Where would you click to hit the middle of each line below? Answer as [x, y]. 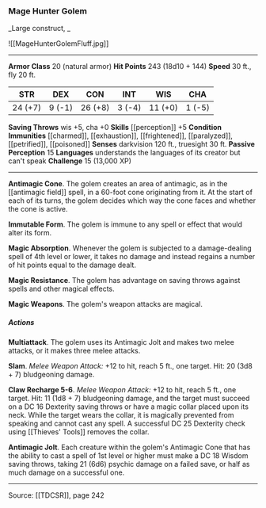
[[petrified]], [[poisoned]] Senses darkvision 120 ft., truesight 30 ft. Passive [132, 144]
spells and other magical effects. [61, 289]
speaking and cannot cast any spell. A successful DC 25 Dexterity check [127, 424]
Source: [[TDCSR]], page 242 [56, 495]
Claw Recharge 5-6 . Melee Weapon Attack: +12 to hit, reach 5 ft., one [122, 390]
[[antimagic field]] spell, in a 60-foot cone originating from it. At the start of [131, 193]
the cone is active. [38, 209]
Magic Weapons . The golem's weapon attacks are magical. [106, 304]
